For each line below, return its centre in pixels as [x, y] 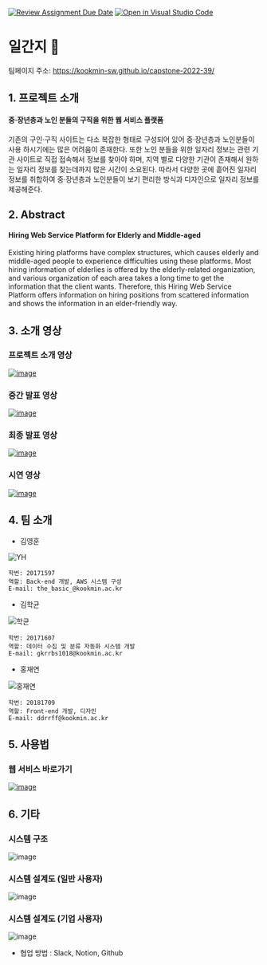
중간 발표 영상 [33, 395]
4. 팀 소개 [30, 520]
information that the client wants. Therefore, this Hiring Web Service [120, 286]
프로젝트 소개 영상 [41, 355]
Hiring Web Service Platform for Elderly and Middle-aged [105, 234]
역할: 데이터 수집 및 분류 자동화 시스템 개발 [72, 646]
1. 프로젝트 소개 [44, 98]
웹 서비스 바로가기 [41, 769]
